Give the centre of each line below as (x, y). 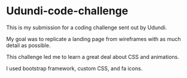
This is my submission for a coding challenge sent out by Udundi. (87, 27)
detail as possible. (28, 45)
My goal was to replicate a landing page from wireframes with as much (93, 39)
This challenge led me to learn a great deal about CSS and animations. (93, 57)
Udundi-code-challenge (67, 11)
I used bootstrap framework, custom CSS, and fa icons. (74, 68)
